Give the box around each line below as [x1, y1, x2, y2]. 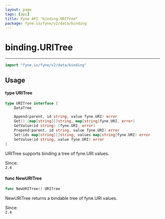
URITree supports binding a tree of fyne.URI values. [5, 150, 110, 156]
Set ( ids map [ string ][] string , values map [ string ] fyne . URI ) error [14, 132, 151, 137]
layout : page [5, 7, 32, 12]
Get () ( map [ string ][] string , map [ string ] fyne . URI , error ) [14, 119, 135, 124]
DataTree [14, 105, 32, 110]
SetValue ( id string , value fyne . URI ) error [14, 137, 105, 142]
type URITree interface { [5, 101, 58, 106]
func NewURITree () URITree [5, 186, 60, 191]
